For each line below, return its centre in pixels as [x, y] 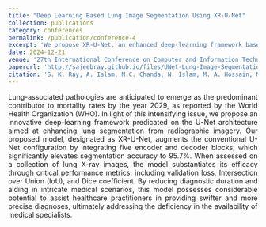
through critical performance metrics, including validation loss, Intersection [133, 172]
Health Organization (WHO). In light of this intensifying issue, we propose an [133, 114]
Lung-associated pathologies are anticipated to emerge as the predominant [133, 96]
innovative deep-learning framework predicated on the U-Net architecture [133, 122]
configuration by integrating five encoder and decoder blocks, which [140, 147]
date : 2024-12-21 [37, 52]
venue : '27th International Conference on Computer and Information [123, 60]
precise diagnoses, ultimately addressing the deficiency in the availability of [133, 206]
